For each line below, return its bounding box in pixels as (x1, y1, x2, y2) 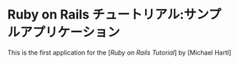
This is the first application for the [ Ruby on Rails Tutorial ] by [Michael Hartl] (7, 48, 232, 57)
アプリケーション (20, 24, 120, 41)
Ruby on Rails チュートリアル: (7, 6, 184, 23)
